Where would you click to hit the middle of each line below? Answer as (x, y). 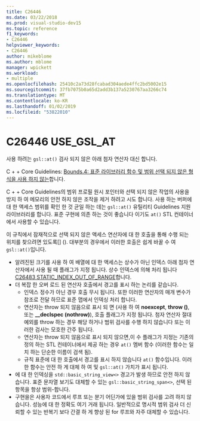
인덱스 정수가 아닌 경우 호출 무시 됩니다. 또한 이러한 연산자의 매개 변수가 (107, 292)
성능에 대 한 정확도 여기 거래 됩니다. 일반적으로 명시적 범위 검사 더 (109, 404)
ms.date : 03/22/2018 (32, 17)
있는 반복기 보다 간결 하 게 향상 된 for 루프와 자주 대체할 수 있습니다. (111, 412)
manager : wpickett (29, 67)
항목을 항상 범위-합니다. (42, 389)
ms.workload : (22, 73)
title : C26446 (24, 12)
